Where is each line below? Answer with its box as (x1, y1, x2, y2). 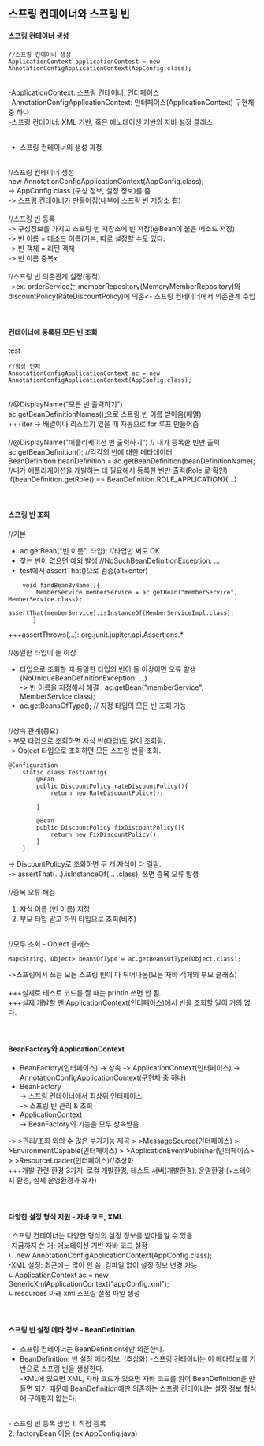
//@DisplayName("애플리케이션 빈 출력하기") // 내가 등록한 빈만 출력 (8, 437, 221, 447)
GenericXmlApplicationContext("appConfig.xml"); (8, 1279, 169, 1289)
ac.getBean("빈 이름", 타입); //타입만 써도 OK (19, 546, 160, 555)
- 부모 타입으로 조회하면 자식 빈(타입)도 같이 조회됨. (8, 736, 165, 745)
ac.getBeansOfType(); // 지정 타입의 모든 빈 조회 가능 (19, 701, 187, 710)
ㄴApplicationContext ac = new (8, 1270, 109, 1280)
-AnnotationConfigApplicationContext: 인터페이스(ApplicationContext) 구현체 (8, 97, 255, 107)
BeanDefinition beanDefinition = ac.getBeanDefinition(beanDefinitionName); (8, 456, 256, 466)
